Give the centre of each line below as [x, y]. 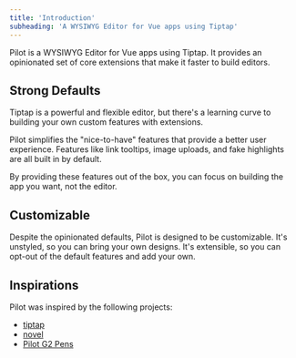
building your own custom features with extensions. [106, 122]
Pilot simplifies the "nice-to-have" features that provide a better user [138, 140]
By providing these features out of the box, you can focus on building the [147, 177]
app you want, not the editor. [63, 187]
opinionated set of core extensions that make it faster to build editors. [140, 62]
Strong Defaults [55, 91]
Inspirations [44, 285]
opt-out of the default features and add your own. [102, 257]
